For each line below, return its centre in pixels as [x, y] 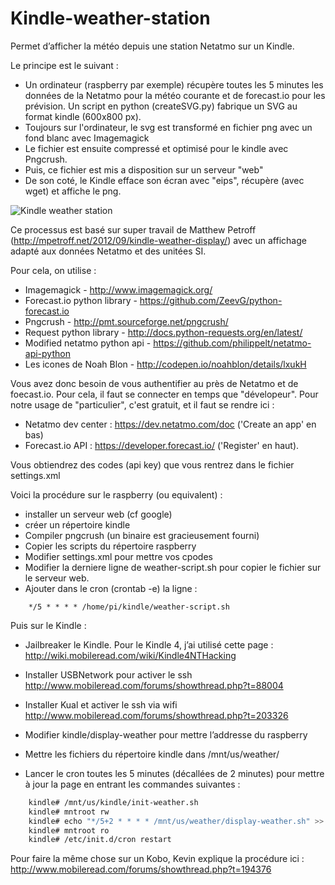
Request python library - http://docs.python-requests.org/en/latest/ [163, 332]
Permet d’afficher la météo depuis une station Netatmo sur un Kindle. [152, 46]
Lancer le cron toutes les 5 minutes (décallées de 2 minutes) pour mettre [174, 773]
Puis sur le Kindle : [48, 625]
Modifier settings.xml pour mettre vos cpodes [118, 556]
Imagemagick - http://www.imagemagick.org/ [118, 289]
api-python [47, 353]
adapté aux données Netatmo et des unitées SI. [108, 251]
